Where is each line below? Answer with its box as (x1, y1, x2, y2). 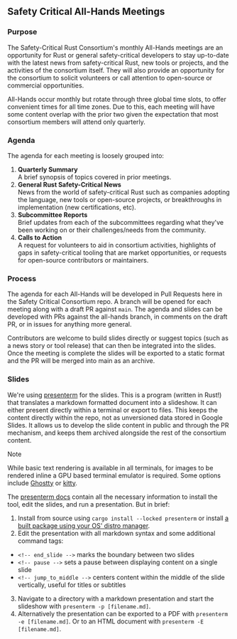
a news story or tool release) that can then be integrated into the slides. (7, 342, 216, 350)
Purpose (7, 27, 38, 37)
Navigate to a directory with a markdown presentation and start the (17, 594, 214, 603)
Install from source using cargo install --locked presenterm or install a (17, 514, 229, 522)
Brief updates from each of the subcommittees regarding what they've (17, 218, 224, 226)
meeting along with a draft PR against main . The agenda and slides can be (7, 305, 224, 314)
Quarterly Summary (17, 165, 78, 174)
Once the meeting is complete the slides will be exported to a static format (7, 349, 225, 358)
